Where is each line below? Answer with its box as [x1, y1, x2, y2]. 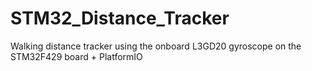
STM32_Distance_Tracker [10, 7, 230, 30]
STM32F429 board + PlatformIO [10, 50, 143, 62]
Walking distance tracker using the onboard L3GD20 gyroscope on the [10, 40, 302, 52]
